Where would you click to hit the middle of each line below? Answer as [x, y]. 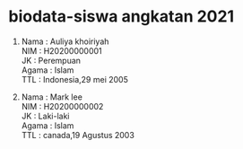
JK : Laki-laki [45, 116]
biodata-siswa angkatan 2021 [121, 17]
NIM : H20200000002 [62, 106]
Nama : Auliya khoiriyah [65, 41]
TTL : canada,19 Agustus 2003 [78, 135]
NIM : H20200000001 [61, 50]
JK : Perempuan [51, 60]
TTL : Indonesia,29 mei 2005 [75, 79]
